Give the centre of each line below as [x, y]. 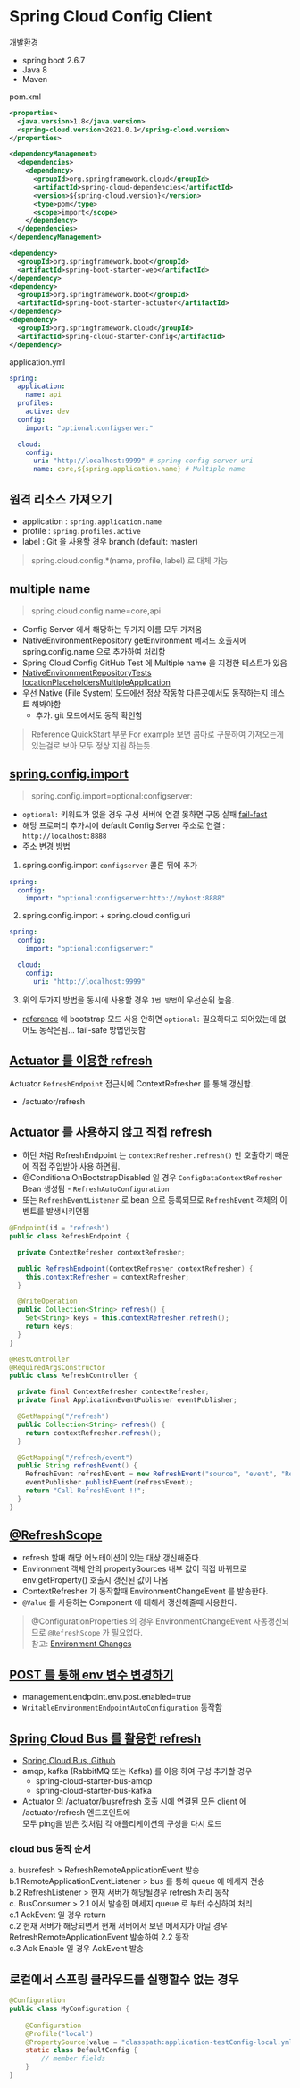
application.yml [37, 362]
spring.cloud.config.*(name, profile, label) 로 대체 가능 [129, 560]
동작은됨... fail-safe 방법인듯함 [92, 1029]
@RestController [39, 1359]
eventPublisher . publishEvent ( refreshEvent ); [109, 1483]
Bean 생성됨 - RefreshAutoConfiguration [96, 1189]
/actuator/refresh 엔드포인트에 [76, 1813]
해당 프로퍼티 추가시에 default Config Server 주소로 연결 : [124, 825]
